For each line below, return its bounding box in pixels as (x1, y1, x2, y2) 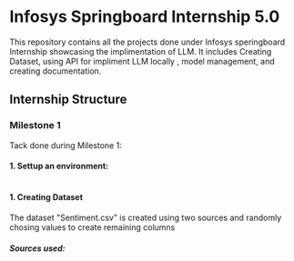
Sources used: (9, 243, 66, 254)
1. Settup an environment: (9, 161, 109, 172)
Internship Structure (9, 92, 127, 107)
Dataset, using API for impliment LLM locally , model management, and (9, 55, 275, 66)
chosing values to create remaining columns (9, 222, 176, 233)
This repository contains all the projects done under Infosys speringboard (9, 36, 286, 47)
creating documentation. (9, 65, 102, 76)
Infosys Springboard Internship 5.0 (9, 6, 280, 27)
